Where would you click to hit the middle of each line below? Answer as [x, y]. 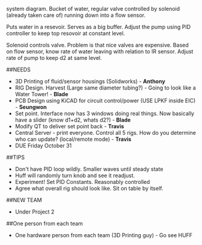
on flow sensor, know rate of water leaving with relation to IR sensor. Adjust [100, 51]
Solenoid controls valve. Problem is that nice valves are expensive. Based [97, 45]
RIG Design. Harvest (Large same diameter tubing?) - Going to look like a [105, 88]
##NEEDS [19, 70]
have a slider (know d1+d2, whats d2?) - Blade [73, 120]
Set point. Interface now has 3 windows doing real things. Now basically [105, 113]
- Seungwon [31, 107]
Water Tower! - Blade [41, 94]
